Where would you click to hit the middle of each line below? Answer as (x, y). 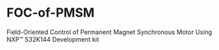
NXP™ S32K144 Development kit (53, 39)
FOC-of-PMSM (51, 13)
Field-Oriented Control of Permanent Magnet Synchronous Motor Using (109, 32)
